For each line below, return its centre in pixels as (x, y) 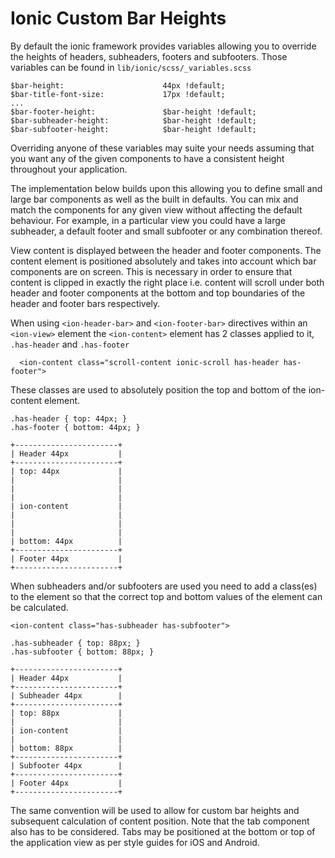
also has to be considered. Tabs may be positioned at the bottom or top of (163, 831)
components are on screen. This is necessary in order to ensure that (151, 271)
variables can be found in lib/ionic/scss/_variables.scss (131, 67)
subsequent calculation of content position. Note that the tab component (160, 821)
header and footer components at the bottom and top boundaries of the (158, 293)
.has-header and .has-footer (70, 344)
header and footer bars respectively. (85, 303)
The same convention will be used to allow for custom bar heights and (155, 810)
